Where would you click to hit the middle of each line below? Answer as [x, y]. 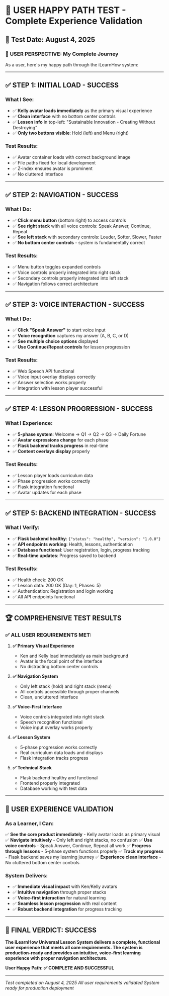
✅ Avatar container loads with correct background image [71, 157]
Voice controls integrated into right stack [62, 717]
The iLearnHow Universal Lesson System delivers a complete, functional [83, 942]
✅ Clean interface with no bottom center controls [64, 116]
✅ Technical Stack [32, 768]
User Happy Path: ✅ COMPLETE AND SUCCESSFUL [60, 968]
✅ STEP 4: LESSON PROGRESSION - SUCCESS [79, 409]
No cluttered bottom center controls [42, 863]
